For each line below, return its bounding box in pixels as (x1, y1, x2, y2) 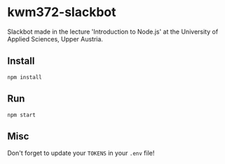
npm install (7, 74, 42, 81)
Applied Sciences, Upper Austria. (7, 34, 104, 43)
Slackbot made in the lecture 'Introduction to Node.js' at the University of (7, 27, 219, 36)
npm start (7, 111, 36, 118)
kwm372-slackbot (7, 4, 117, 20)
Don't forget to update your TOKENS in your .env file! (7, 149, 155, 158)
